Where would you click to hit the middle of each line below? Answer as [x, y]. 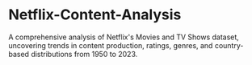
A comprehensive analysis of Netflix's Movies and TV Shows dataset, [124, 37]
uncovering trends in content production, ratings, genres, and [111, 45]
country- [229, 45]
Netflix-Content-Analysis [95, 15]
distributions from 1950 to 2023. [84, 54]
